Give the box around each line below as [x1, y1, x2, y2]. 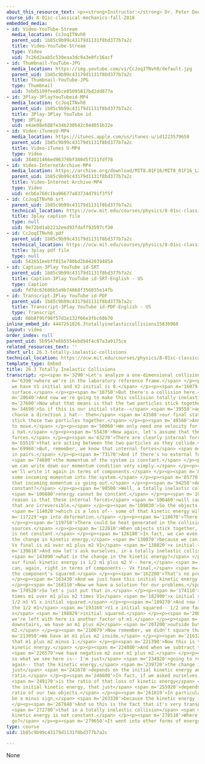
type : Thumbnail [12, 83, 53, 89]
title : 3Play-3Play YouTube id [12, 111, 92, 117]
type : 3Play [12, 117, 43, 123]
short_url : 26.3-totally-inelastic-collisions [6, 349, 127, 356]
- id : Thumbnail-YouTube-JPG [6, 60, 81, 66]
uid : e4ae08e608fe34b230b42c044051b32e [12, 123, 113, 129]
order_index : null [6, 332, 53, 339]
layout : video [6, 326, 43, 333]
